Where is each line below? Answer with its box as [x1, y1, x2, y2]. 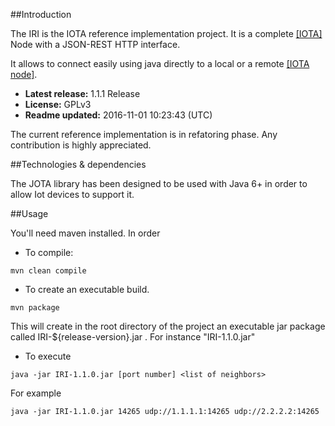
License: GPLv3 [24, 99, 92, 110]
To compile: [24, 247, 74, 258]
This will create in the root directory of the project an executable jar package [10, 320, 326, 332]
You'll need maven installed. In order [10, 227, 161, 239]
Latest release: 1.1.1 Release [24, 88, 141, 99]
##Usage [10, 208, 49, 219]
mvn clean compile [10, 266, 87, 276]
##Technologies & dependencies [10, 159, 147, 170]
